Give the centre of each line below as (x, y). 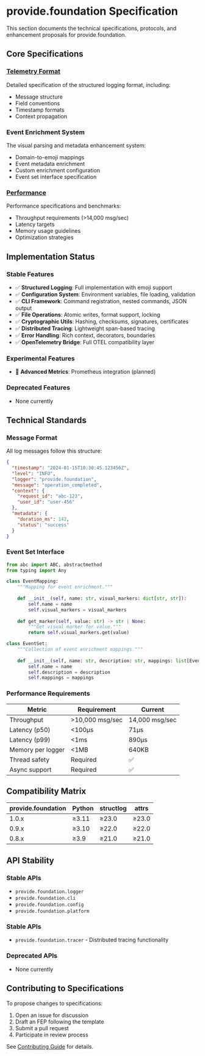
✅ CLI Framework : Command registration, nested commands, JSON (101, 301)
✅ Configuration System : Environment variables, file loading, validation (105, 294)
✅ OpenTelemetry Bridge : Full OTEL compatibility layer (85, 342)
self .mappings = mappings (61, 678)
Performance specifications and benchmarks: (64, 206)
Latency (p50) (30, 730)
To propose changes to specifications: (55, 1003)
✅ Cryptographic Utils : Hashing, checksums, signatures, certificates (102, 321)
